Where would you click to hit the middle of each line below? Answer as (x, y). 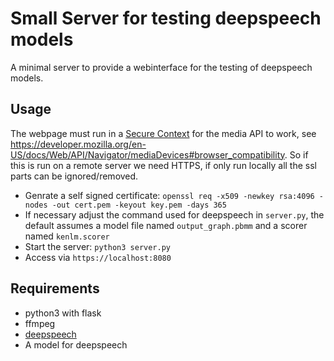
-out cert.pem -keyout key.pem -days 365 (139, 205)
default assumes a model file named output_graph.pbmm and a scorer (166, 225)
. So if (296, 154)
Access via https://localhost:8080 (98, 257)
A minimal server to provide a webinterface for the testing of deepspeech (161, 67)
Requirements (55, 288)
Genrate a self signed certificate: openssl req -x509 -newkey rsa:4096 (169, 195)
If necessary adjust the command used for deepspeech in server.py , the (174, 214)
